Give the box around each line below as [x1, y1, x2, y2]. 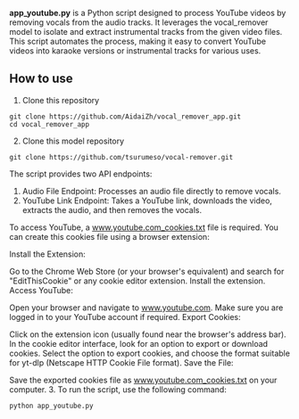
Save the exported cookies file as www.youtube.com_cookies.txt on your [9, 374, 278, 385]
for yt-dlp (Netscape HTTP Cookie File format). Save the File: [9, 357, 234, 368]
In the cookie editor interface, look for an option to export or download [9, 338, 269, 349]
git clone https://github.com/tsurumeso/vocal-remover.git [9, 152, 234, 161]
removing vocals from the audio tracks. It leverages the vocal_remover [9, 17, 269, 28]
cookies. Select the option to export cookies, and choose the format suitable [9, 348, 290, 358]
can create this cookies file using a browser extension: [9, 231, 210, 242]
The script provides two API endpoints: [9, 168, 153, 179]
